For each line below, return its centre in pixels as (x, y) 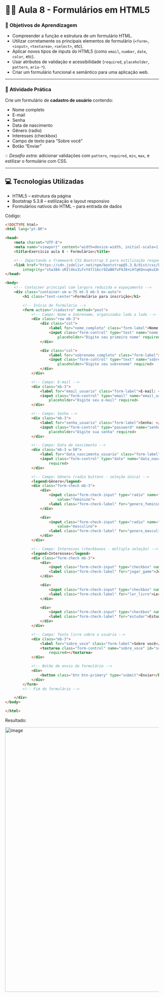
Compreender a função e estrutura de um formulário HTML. (72, 36)
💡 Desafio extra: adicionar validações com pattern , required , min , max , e (77, 155)
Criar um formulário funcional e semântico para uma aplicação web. (80, 72)
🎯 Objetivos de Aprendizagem (41, 25)
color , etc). (23, 57)
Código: (13, 216)
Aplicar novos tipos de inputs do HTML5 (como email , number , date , (80, 51)
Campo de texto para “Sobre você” (47, 141)
